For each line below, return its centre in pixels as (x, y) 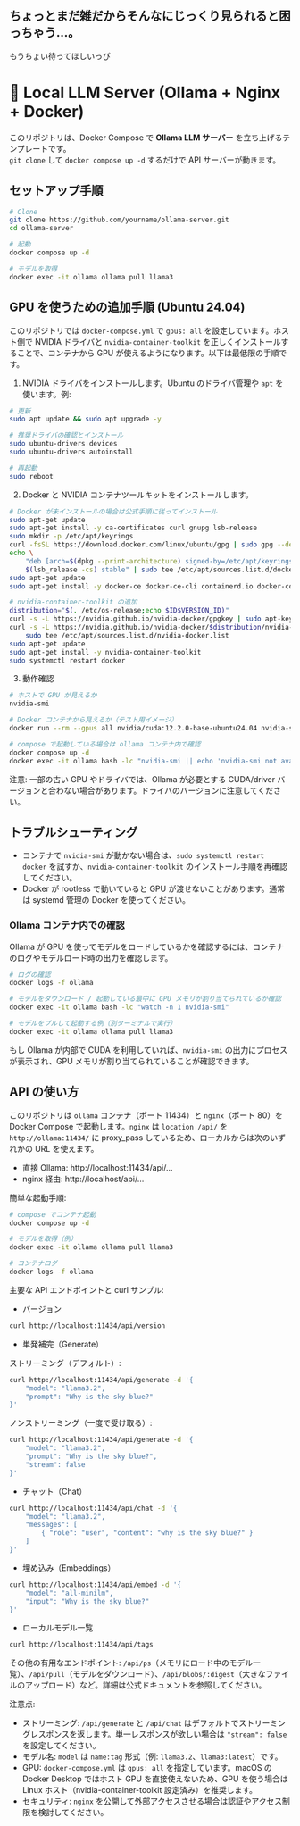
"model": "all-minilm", (70, 1593)
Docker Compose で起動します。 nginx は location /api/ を (119, 1126)
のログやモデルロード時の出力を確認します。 (91, 957)
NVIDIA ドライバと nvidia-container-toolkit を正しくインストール (158, 341)
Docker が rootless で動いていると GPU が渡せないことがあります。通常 (154, 889)
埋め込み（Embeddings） (69, 1568)
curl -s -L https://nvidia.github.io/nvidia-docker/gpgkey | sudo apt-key (151, 619)
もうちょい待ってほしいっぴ (60, 55)
